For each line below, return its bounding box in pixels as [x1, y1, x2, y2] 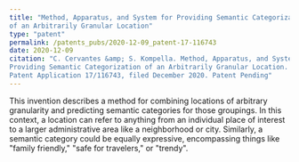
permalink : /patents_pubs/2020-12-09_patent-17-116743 [9, 37, 217, 47]
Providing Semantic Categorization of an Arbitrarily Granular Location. [9, 63, 289, 72]
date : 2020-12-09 [9, 46, 74, 55]
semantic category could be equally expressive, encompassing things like [9, 133, 280, 143]
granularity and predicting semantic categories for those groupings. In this [9, 104, 282, 116]
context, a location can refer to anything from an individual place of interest [9, 114, 286, 125]
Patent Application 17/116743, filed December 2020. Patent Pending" [9, 71, 273, 80]
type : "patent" [9, 29, 66, 38]
